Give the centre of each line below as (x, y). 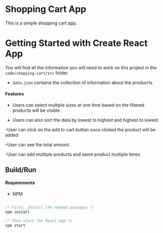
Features (14, 94)
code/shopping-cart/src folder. (37, 73)
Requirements (20, 183)
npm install (17, 212)
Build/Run (21, 170)
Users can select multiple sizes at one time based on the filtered (78, 105)
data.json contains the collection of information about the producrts (82, 82)
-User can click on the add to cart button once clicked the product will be (81, 130)
